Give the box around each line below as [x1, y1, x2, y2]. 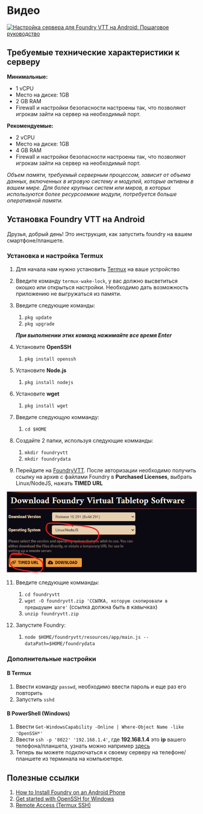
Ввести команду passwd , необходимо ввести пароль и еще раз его [15, 683, 187, 690]
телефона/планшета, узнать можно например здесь [15, 742, 150, 749]
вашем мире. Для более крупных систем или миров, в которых [7, 184, 171, 191]
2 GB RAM [15, 97, 42, 104]
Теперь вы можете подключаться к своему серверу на [15, 749, 158, 756]
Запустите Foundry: [15, 621, 66, 629]
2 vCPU [15, 133, 35, 141]
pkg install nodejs [24, 379, 74, 385]
